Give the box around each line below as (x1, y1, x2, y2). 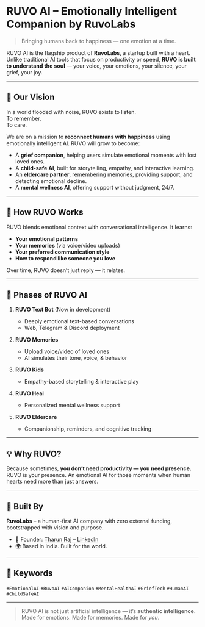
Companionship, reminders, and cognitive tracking (24, 425, 152, 432)
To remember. (6, 115, 41, 122)
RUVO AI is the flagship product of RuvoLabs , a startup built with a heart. (6, 49, 190, 56)
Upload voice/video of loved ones (24, 348, 110, 355)
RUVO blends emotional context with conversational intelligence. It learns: (6, 223, 192, 231)
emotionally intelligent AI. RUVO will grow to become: (6, 139, 140, 147)
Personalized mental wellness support (24, 401, 120, 409)
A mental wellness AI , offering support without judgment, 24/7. (15, 184, 175, 191)
